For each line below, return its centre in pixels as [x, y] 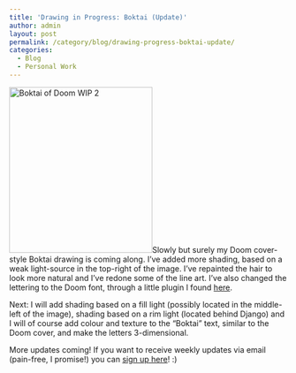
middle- [268, 304]
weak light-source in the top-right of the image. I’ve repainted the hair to [141, 268]
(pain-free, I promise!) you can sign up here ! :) [93, 359]
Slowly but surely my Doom [202, 249]
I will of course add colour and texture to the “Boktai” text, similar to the [139, 323]
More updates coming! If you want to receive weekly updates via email [138, 349]
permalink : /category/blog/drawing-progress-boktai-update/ [122, 42]
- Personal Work [47, 67]
